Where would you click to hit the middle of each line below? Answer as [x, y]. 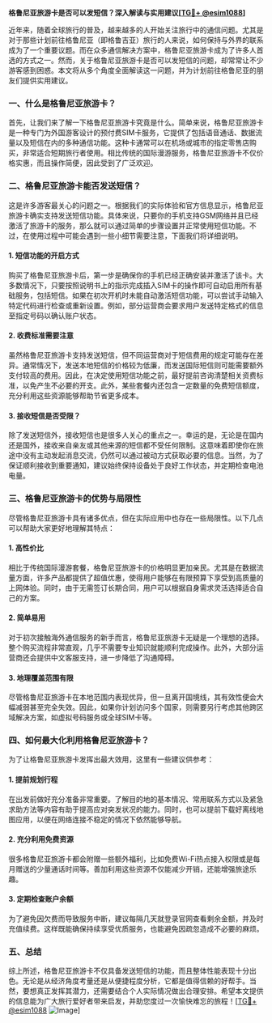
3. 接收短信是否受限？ [45, 415]
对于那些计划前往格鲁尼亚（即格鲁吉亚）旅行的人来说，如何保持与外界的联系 [136, 40]
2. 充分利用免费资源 [41, 839]
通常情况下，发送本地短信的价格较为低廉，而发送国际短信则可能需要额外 [143, 365]
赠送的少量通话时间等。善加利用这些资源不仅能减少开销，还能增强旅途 [132, 868]
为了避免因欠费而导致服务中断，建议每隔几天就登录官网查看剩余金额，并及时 [136, 919]
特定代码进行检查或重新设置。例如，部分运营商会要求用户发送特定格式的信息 [136, 305]
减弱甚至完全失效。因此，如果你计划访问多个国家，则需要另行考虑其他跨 [136, 707]
